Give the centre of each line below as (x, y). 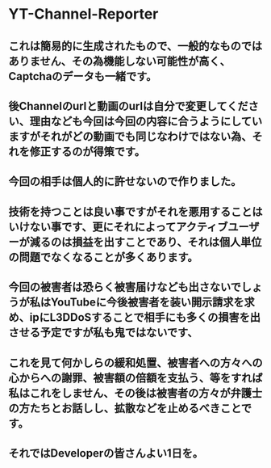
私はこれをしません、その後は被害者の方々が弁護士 (135, 393)
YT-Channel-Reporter (83, 14)
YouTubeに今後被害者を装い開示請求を (147, 303)
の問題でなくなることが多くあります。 (103, 257)
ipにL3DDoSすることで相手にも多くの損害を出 (145, 317)
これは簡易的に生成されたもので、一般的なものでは (135, 46)
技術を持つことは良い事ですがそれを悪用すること (130, 211)
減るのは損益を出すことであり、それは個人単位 (146, 242)
